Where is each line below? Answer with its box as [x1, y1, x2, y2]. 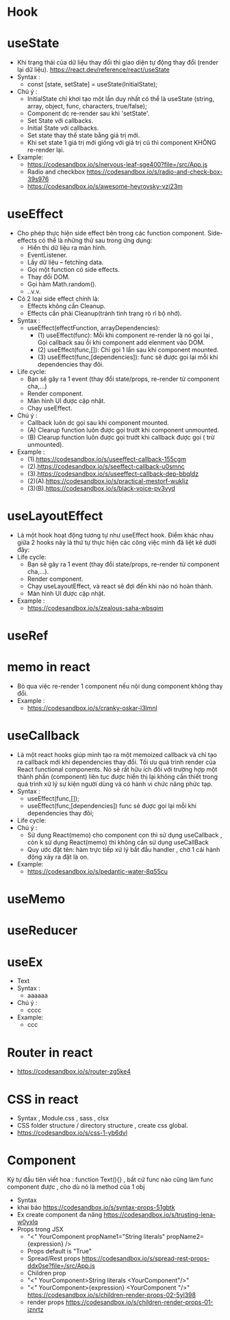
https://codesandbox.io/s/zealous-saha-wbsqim [27, 604, 164, 612]
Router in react [7, 1045, 93, 1061]
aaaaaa [27, 991, 48, 999]
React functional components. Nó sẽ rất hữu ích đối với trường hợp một [16, 765, 218, 774]
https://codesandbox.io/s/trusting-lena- [103, 1211, 216, 1219]
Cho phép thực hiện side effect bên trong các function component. [16, 229, 207, 238]
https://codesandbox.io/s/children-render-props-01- [65, 1298, 214, 1306]
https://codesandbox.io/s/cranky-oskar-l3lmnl [27, 704, 157, 713]
